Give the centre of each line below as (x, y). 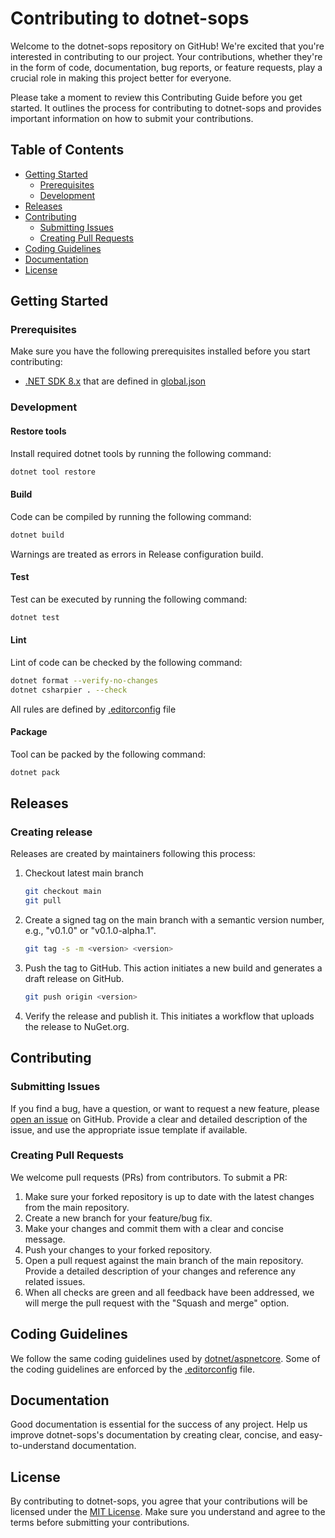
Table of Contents (67, 150)
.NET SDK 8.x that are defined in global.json (115, 381)
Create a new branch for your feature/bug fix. (118, 1218)
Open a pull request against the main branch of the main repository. (164, 1260)
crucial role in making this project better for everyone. (121, 78)
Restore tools (38, 431)
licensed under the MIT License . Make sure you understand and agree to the (168, 1512)
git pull (43, 901)
